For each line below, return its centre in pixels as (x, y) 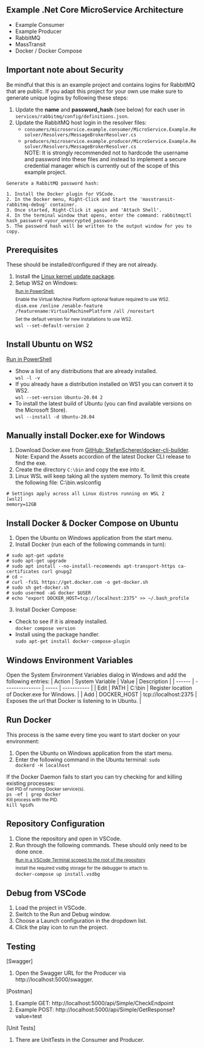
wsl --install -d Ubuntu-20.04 (55, 417)
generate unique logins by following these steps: (67, 98)
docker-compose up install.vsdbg (58, 875)
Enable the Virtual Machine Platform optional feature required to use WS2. (93, 300)
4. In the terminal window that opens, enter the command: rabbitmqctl (99, 215)
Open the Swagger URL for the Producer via (70, 973)
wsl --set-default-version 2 (52, 326)
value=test (29, 1016)
